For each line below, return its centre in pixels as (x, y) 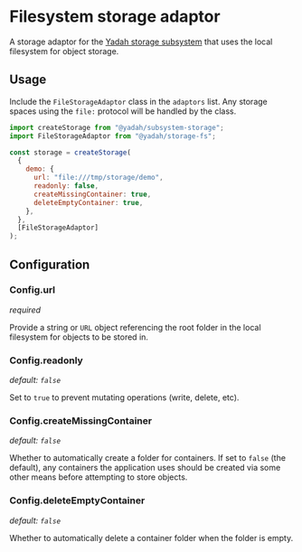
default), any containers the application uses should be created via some (145, 468)
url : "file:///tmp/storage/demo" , (99, 178)
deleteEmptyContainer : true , (88, 202)
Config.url (33, 290)
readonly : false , (66, 186)
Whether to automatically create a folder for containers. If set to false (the (148, 458)
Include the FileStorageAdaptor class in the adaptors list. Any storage (139, 101)
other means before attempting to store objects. (99, 477)
